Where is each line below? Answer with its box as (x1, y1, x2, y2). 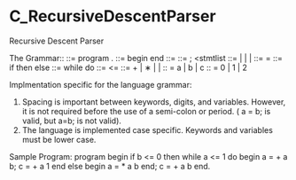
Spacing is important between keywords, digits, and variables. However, (21, 96, 286, 107)
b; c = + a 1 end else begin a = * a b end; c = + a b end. (9, 160, 211, 171)
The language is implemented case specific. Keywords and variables (21, 124, 273, 135)
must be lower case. (21, 134, 97, 145)
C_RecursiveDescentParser (9, 6, 216, 27)
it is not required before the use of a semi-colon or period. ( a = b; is (21, 106, 271, 116)
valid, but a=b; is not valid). (21, 115, 122, 126)
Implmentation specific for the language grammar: (9, 79, 192, 90)
